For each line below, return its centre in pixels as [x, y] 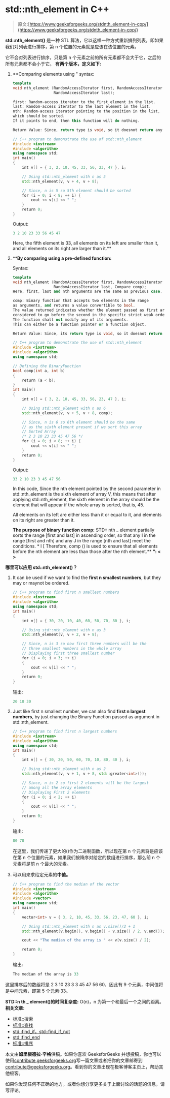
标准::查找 [23, 1025]
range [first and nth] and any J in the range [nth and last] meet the [81, 541]
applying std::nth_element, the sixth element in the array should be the [86, 500]
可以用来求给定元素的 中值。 [41, 874]
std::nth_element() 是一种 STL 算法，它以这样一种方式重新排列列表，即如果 [84, 40]
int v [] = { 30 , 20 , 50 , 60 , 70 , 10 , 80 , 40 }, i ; [76, 760]
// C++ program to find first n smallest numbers [66, 592]
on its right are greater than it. [44, 520]
